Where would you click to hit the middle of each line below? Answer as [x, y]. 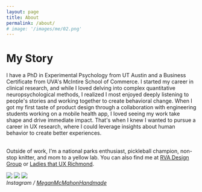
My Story [30, 59]
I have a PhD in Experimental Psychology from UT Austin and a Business [96, 75]
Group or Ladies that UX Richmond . [50, 164]
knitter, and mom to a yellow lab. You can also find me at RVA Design [104, 158]
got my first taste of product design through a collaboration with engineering [101, 107]
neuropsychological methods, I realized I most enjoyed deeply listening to [98, 95]
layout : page [23, 12]
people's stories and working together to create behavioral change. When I [99, 101]
